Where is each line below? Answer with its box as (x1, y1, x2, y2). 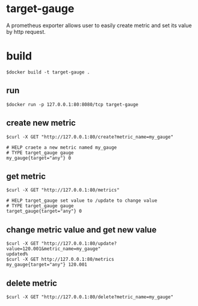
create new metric (6, 118, 76, 128)
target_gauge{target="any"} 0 (6, 208, 82, 214)
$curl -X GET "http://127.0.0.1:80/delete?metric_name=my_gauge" (6, 294, 173, 300)
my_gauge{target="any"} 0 (6, 155, 71, 161)
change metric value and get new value (6, 225, 157, 235)
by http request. (6, 28, 46, 35)
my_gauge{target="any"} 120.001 (6, 261, 87, 268)
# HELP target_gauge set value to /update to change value (6, 198, 158, 204)
